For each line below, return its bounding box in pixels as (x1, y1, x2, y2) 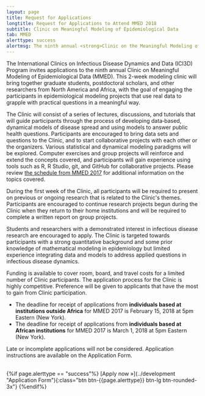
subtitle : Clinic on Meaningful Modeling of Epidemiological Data (6, 26, 179, 32)
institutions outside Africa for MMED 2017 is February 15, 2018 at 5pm (15, 307, 194, 315)
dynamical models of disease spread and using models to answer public (6, 123, 188, 131)
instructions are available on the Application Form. (6, 351, 132, 359)
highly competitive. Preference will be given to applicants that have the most (6, 282, 198, 290)
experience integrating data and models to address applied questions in (6, 251, 187, 258)
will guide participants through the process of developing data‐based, (6, 117, 182, 124)
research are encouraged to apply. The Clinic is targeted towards (6, 232, 170, 239)
